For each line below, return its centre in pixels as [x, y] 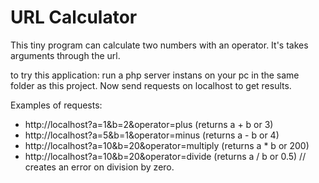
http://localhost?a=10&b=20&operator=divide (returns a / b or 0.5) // [165, 156]
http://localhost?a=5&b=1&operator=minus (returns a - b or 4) [152, 135]
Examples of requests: [56, 105]
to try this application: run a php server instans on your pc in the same [155, 75]
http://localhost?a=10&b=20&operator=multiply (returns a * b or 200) [167, 145]
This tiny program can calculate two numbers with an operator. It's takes [159, 45]
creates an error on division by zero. [99, 167]
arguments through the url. [65, 55]
